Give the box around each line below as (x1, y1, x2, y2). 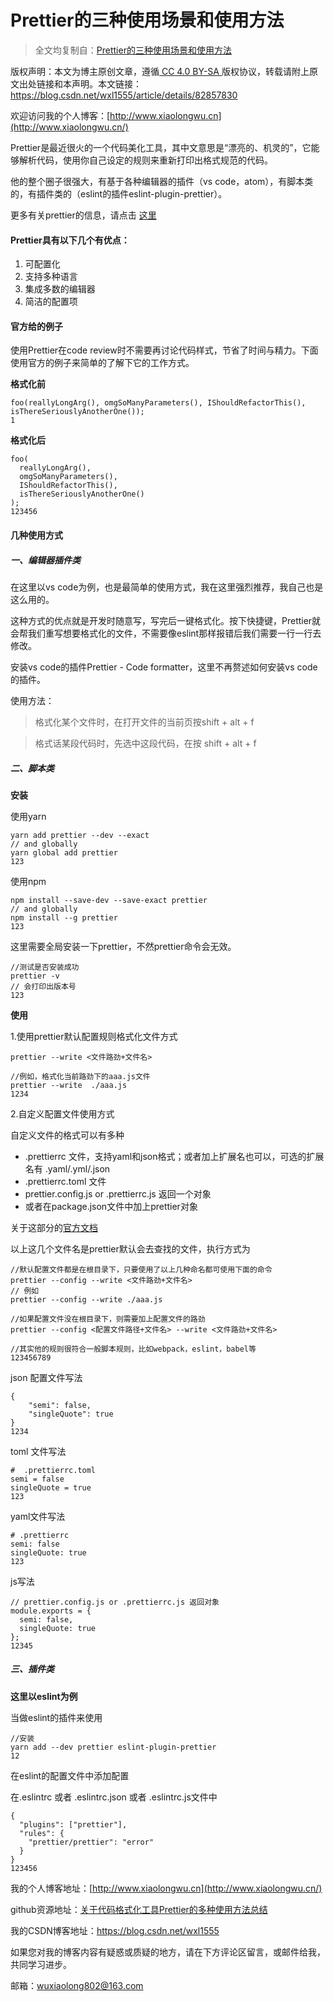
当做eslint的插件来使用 (10, 1711, 103, 1723)
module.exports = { (10, 1606, 92, 1616)
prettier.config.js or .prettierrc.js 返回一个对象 (24, 1187, 212, 1200)
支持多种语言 (24, 271, 78, 283)
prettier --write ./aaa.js (10, 1080, 128, 1090)
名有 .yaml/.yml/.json (24, 1162, 111, 1175)
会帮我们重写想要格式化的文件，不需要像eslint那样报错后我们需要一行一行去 (10, 627, 322, 639)
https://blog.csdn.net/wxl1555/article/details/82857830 (10, 89, 238, 101)
